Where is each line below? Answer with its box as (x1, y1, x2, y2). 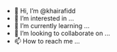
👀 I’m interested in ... (13, 14, 74, 22)
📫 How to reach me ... (13, 37, 80, 45)
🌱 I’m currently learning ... (13, 22, 90, 30)
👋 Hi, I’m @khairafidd (13, 7, 76, 15)
